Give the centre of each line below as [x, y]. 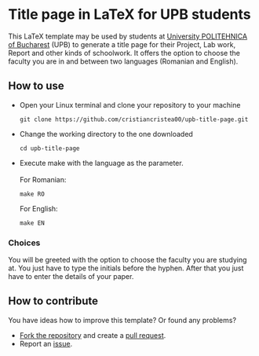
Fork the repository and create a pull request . [93, 335]
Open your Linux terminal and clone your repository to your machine [130, 105]
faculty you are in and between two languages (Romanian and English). [123, 61]
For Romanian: [43, 179]
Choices [24, 243]
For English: [38, 208]
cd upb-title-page [49, 148]
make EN [32, 223]
